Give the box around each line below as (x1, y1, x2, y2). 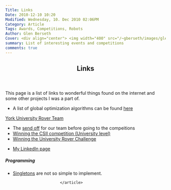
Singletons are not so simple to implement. (12, 170, 102, 176)
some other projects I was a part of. (5, 95, 80, 102)
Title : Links (5, 7, 33, 13)
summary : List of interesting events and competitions (5, 41, 124, 46)
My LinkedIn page (12, 146, 51, 152)
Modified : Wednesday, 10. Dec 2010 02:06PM (5, 17, 99, 22)
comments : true (5, 45, 38, 50)
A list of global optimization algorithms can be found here (12, 105, 133, 112)
